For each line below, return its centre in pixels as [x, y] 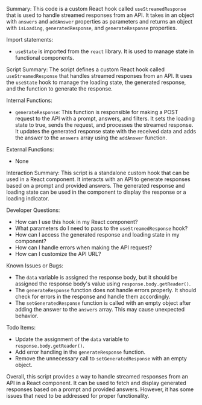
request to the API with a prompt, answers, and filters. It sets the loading [105, 118]
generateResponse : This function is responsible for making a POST [96, 112]
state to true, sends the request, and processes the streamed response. [104, 125]
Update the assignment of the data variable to [72, 339]
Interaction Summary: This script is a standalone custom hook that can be [98, 173]
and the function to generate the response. [59, 89]
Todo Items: [21, 327]
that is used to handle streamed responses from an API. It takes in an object [100, 15]
